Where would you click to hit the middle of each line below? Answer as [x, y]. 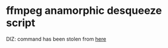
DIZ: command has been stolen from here [56, 39]
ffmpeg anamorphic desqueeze [84, 11]
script [21, 23]
